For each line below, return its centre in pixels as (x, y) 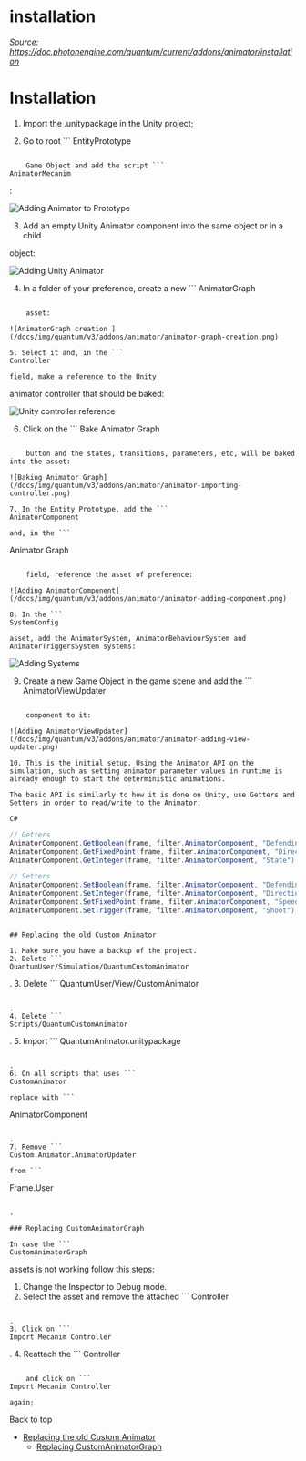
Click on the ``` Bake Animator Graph (91, 429)
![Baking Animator (44, 477)
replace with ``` (42, 1097)
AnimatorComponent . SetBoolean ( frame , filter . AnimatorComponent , (134, 885)
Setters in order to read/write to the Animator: (106, 803)
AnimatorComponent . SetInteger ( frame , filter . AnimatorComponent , (134, 894)
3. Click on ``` (40, 1329)
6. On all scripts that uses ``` (73, 1073)
